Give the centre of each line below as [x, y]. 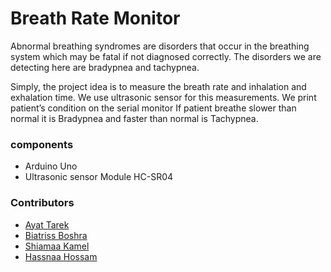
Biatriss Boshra [56, 235]
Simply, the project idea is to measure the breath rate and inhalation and [158, 86]
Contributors [42, 203]
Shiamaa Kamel [57, 246]
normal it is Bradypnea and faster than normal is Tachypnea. [134, 118]
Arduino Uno [51, 166]
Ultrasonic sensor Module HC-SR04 [99, 177]
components [42, 144]
